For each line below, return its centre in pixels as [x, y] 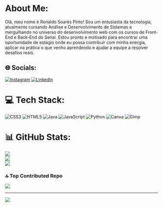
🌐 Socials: [21, 68]
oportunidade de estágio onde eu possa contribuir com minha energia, [76, 42]
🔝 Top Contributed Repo [34, 176]
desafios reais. [20, 52]
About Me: [27, 8]
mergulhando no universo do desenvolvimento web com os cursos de [75, 32]
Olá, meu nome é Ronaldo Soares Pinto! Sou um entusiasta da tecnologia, [78, 22]
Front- [152, 32]
